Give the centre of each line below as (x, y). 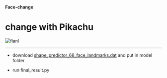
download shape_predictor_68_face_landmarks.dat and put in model (82, 55)
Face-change (19, 7)
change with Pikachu (49, 27)
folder (18, 60)
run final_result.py (31, 70)
